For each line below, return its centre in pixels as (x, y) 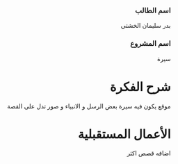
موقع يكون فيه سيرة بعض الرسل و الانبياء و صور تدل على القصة (89, 106)
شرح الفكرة (140, 87)
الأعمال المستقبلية (124, 134)
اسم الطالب (153, 10)
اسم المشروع (150, 44)
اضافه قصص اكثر (149, 153)
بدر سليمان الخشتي (146, 26)
